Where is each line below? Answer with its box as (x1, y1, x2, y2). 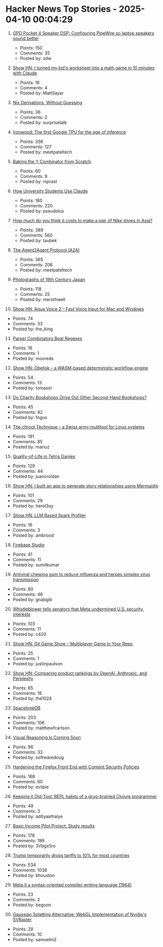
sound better (12, 35, 39, 41)
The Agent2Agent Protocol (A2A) (12, 247, 80, 253)
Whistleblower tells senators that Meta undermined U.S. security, (12, 606, 144, 612)
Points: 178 (12, 832, 35, 838)
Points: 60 (20, 168, 41, 174)
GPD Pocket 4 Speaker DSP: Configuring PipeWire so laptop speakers (12, 30, 154, 36)
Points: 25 (12, 650, 33, 656)
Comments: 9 (20, 173, 48, 179)
